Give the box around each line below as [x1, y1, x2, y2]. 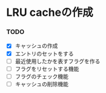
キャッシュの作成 [15, 42, 58, 49]
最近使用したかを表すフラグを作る [15, 57, 101, 64]
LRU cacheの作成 [6, 5, 93, 19]
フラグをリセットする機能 [15, 65, 79, 72]
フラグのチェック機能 [15, 72, 68, 80]
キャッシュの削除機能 [15, 80, 68, 88]
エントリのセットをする [15, 50, 74, 57]
